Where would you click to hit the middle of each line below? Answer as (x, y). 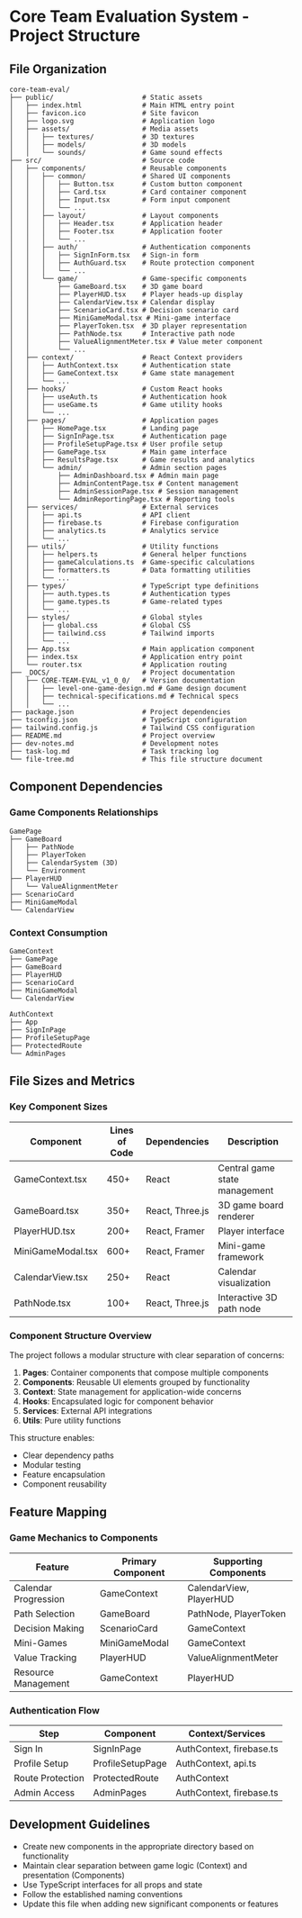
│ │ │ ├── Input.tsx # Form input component (120, 200)
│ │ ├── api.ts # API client (100, 515)
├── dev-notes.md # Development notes (114, 744)
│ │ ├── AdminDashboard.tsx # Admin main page (114, 475)
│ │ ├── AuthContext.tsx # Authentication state (120, 366)
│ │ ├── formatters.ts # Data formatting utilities (130, 570)
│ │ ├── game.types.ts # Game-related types (116, 602)
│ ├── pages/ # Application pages (114, 421)
